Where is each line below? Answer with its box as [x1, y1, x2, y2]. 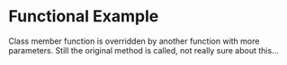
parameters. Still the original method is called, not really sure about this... [8, 45, 280, 55]
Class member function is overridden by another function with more [8, 36, 260, 46]
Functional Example [8, 6, 159, 27]
